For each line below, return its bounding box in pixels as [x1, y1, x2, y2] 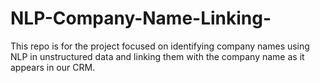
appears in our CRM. [10, 61, 96, 73]
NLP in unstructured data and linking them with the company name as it [10, 50, 305, 62]
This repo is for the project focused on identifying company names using [10, 40, 310, 52]
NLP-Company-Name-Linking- [10, 7, 272, 30]
